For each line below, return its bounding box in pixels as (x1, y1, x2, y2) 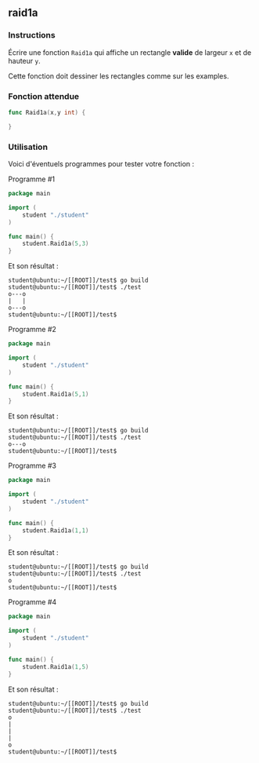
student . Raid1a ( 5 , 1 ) (22, 390, 89, 398)
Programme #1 (8, 174, 56, 184)
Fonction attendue (8, 90, 80, 101)
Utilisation (8, 141, 49, 152)
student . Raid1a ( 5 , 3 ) (22, 239, 89, 248)
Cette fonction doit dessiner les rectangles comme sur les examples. (8, 71, 229, 81)
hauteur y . (8, 56, 41, 65)
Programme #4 (8, 597, 57, 607)
